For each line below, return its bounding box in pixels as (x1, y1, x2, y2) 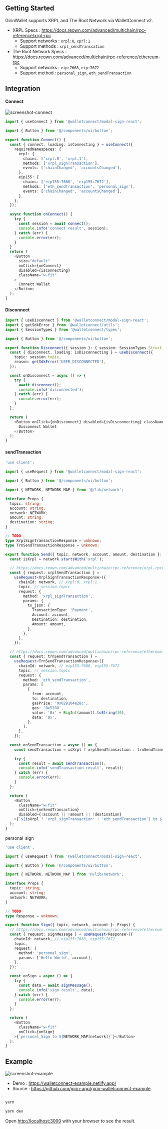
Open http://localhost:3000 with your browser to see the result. (5, 1117, 136, 1124)
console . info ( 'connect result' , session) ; (18, 225, 108, 231)
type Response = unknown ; (5, 914, 59, 919)
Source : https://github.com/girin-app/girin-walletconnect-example (12, 1086, 151, 1092)
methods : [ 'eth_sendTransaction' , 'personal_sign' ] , (23, 184, 135, 189)
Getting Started (5, 4, 54, 13)
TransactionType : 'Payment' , (31, 608, 93, 613)
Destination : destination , (31, 617, 88, 622)
